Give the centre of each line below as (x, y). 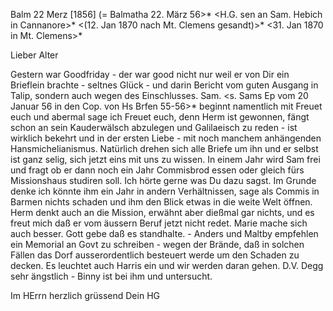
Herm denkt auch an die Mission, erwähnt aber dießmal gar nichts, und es (162, 212)
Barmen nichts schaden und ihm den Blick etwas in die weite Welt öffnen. (161, 202)
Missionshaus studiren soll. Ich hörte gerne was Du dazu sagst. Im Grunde (163, 180)
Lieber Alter (34, 55)
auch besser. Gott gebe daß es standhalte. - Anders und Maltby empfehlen (164, 233)
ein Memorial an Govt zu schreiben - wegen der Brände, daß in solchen (157, 244)
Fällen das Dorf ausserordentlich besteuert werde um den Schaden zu (155, 255)
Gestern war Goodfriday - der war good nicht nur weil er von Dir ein (150, 74)
